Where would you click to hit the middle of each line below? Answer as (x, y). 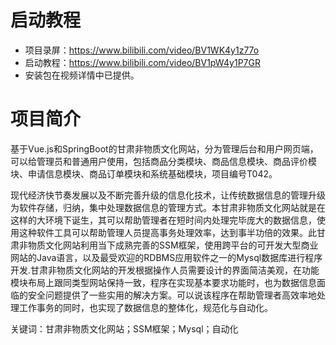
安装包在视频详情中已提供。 (82, 75)
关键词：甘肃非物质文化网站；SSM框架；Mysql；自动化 (124, 328)
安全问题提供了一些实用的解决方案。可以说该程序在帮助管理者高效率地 (172, 295)
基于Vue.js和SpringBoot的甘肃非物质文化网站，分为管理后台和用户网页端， (164, 148)
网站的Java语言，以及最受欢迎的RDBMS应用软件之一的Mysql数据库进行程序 (166, 257)
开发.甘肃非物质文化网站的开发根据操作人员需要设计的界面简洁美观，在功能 (165, 270)
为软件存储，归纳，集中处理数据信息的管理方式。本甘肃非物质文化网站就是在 (168, 207)
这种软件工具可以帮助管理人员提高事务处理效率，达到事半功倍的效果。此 (167, 232)
